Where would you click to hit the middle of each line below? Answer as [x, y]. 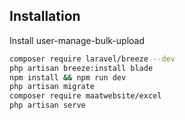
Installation [45, 16]
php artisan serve [47, 105]
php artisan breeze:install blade [81, 68]
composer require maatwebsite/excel [85, 96]
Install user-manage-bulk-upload [77, 40]
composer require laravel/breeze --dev [92, 59]
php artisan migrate [52, 87]
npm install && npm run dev [68, 77]
